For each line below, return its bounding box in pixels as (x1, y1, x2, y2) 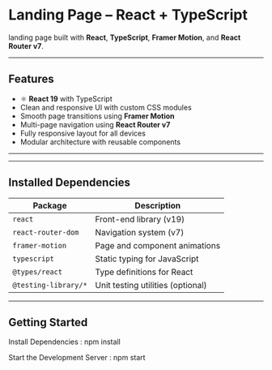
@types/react (12, 267, 63, 277)
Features (8, 72, 54, 86)
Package (32, 200, 67, 211)
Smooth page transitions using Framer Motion (19, 111, 176, 121)
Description (134, 200, 181, 211)
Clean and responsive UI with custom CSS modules (19, 102, 192, 112)
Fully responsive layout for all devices (19, 128, 146, 138)
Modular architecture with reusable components (19, 136, 181, 147)
